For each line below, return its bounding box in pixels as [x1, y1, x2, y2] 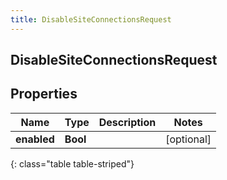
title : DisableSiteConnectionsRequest [10, 14, 172, 25]
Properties [10, 86, 78, 103]
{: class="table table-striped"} [10, 157, 135, 170]
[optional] [165, 132, 212, 146]
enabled [15, 132, 55, 146]
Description [98, 115, 157, 129]
